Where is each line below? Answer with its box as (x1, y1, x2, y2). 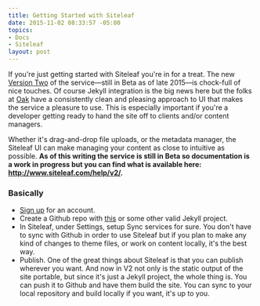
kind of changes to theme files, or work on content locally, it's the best (19, 239, 247, 248)
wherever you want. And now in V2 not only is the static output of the (19, 264, 244, 273)
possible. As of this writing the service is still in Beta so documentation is (8, 151, 251, 161)
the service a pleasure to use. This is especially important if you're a (8, 103, 229, 112)
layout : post (8, 48, 51, 56)
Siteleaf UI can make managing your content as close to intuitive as (8, 143, 226, 152)
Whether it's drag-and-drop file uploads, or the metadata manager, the (8, 135, 237, 144)
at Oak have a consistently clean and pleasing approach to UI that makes (8, 95, 244, 104)
